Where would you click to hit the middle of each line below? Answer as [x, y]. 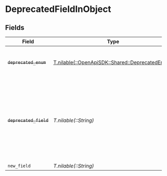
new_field [19, 166]
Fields [15, 28]
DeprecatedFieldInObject [58, 9]
